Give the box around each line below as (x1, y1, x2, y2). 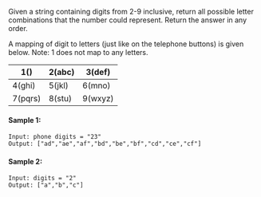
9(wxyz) (82, 93, 114, 104)
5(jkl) (48, 80, 69, 91)
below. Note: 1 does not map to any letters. (8, 48, 149, 57)
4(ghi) (12, 80, 36, 91)
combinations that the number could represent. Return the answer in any (8, 15, 247, 25)
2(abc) (48, 67, 75, 77)
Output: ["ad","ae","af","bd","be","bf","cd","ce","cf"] (8, 140, 202, 148)
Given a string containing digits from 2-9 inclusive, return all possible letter (8, 7, 254, 16)
